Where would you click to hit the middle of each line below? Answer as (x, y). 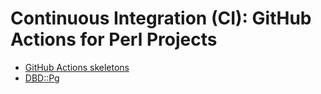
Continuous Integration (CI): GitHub (161, 18)
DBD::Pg (42, 78)
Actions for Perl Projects (114, 39)
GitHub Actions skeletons (77, 67)
